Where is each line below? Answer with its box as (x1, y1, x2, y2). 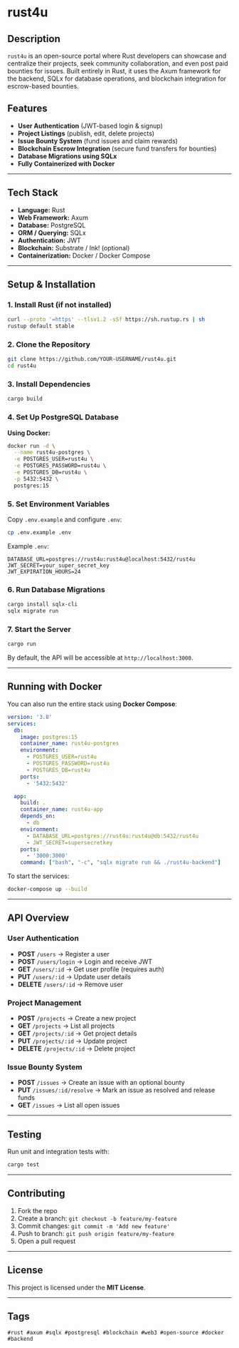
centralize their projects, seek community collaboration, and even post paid (7, 59, 229, 68)
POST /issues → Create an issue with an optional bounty (17, 1078, 185, 1087)
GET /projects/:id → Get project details (17, 1029, 137, 1038)
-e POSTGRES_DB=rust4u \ (14, 469, 87, 476)
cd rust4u (7, 362, 37, 369)
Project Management (7, 998, 82, 1008)
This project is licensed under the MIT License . (7, 1283, 146, 1292)
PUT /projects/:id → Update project (17, 1037, 127, 1046)
